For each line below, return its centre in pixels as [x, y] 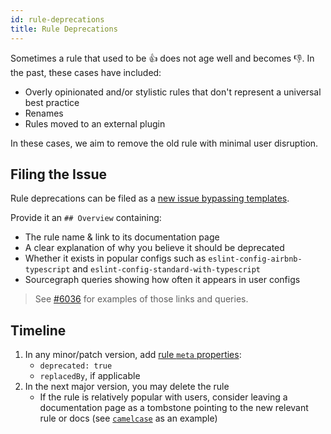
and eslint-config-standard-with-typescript [167, 269]
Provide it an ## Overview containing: [86, 218]
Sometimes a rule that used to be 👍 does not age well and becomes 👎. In [162, 58]
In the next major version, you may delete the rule [127, 387]
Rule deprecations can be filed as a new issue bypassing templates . [150, 198]
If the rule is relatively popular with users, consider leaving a [163, 397]
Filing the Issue [59, 174]
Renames [44, 113]
